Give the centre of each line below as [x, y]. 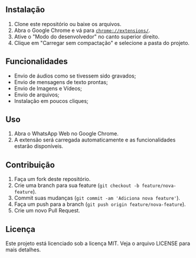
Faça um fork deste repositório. [52, 179]
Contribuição [30, 165]
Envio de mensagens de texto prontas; [61, 82]
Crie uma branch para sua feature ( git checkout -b [76, 185]
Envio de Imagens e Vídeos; [48, 88]
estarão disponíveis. [38, 146]
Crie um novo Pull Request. [47, 211]
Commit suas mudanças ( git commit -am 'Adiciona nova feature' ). [97, 198]
